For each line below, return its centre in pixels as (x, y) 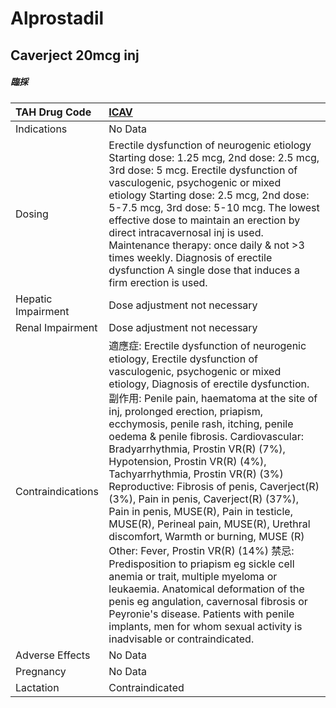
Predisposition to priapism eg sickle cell (201, 564)
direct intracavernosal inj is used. (186, 232)
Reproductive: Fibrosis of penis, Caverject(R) (214, 486)
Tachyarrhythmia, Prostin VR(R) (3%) (196, 474)
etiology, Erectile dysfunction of (183, 359)
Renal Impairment (56, 327)
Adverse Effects (53, 655)
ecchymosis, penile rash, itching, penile (201, 424)
